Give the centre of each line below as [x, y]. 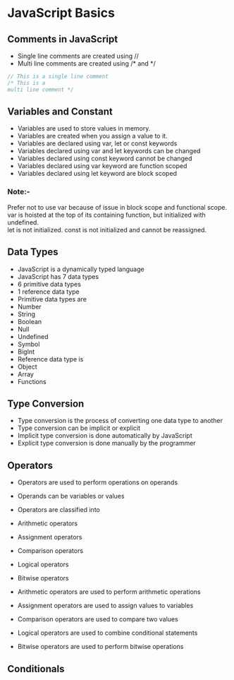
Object [27, 366]
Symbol [29, 344]
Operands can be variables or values [71, 496]
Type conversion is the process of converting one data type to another [120, 421]
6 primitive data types [49, 284]
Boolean [30, 321]
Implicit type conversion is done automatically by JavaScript [105, 436]
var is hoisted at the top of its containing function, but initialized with [106, 215]
